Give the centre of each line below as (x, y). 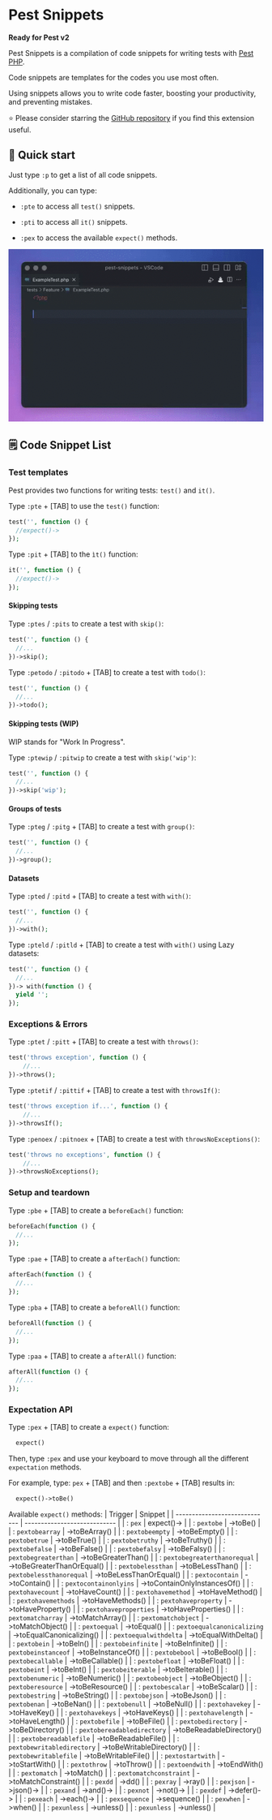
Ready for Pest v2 (39, 37)
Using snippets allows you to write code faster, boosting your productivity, (132, 93)
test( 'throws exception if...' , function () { (88, 1106)
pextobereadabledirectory (123, 1731)
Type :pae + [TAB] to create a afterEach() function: (94, 1259)
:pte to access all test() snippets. (77, 206)
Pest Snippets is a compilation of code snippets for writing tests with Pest (131, 53)
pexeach (41, 1800)
